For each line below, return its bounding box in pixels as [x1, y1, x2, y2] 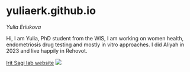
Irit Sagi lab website [6, 59, 54, 66]
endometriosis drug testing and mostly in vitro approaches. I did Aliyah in [6, 41, 185, 48]
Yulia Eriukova [6, 23, 41, 30]
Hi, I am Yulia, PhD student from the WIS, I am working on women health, [6, 35, 184, 42]
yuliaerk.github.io [6, 4, 96, 18]
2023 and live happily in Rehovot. [6, 47, 88, 54]
